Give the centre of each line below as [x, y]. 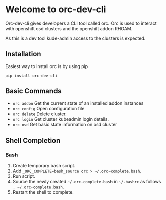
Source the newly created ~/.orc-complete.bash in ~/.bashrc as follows [87, 182]
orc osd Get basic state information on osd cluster [65, 124]
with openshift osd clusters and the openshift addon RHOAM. [69, 28]
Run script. [24, 176]
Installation [23, 54]
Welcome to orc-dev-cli [56, 9]
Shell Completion [33, 140]
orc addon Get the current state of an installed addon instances [78, 103]
